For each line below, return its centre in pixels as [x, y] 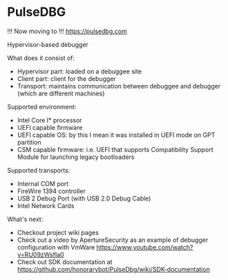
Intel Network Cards [46, 205]
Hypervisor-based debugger [48, 44]
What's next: [25, 219]
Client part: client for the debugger [66, 78]
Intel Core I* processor [49, 120]
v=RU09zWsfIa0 [40, 254]
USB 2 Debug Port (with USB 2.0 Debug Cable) [84, 198]
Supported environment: [42, 106]
